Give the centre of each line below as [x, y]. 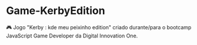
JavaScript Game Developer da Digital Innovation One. [72, 36]
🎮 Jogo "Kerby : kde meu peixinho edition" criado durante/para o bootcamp [99, 27]
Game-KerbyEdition [56, 11]
